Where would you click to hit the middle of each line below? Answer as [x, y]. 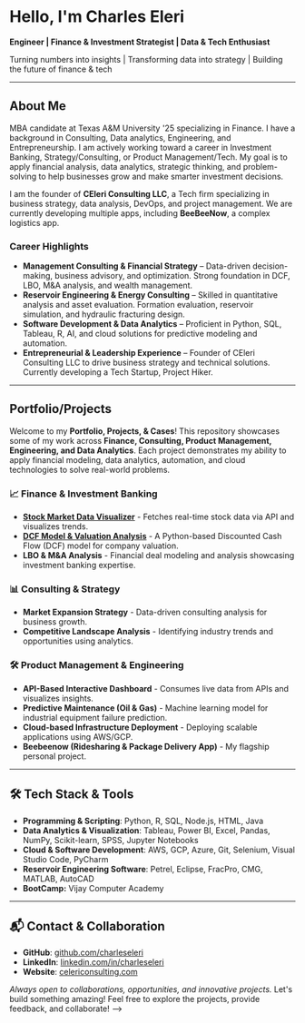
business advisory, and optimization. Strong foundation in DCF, [172, 276]
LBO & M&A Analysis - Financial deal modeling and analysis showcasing [158, 556]
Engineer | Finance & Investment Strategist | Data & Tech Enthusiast [140, 42]
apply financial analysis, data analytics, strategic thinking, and [125, 166]
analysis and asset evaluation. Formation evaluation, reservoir [138, 305]
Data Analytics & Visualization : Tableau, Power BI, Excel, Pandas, [146, 830]
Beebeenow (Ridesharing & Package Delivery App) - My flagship [146, 746]
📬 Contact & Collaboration [87, 926]
